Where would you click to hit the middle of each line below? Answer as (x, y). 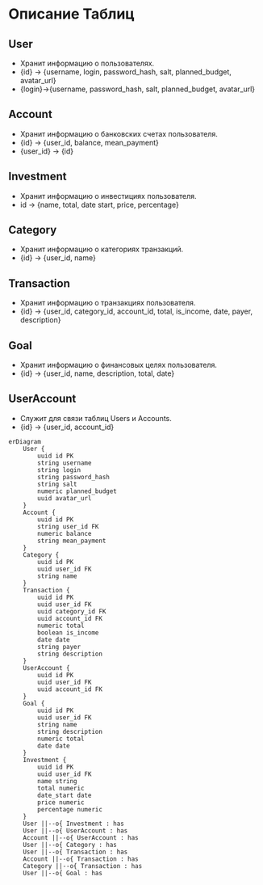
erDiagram (25, 441)
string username (65, 463)
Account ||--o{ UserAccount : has (81, 837)
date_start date (65, 795)
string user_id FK (68, 526)
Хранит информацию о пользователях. (87, 63)
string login (59, 470)
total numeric (61, 788)
